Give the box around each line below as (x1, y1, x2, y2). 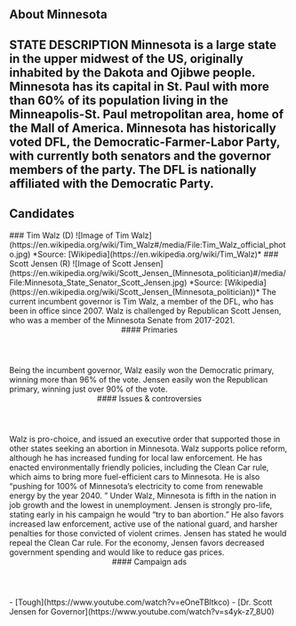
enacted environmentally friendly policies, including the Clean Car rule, (9, 462, 269, 472)
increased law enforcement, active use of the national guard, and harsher (9, 519, 278, 529)
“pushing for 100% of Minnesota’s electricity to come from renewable (9, 480, 264, 491)
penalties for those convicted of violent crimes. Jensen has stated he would (9, 527, 287, 538)
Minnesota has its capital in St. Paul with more (9, 79, 269, 94)
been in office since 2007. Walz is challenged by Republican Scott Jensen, (9, 305, 282, 316)
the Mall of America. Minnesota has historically (9, 120, 277, 136)
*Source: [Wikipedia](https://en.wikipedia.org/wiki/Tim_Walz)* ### (32, 249, 279, 259)
